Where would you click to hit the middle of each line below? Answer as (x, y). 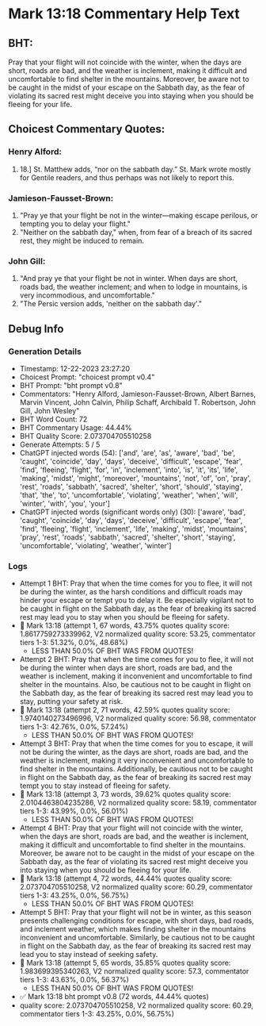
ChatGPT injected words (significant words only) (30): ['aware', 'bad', (133, 512)
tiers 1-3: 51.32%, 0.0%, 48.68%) (74, 643)
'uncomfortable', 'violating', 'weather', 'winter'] (95, 545)
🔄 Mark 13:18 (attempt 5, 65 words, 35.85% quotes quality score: (125, 963)
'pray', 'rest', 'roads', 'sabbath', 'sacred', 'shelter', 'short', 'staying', (127, 537)
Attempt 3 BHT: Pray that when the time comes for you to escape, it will (136, 744)
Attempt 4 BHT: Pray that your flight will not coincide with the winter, (131, 828)
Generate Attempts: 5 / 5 (60, 444)
